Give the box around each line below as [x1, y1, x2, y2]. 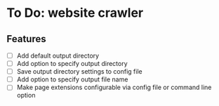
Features [6, 33, 46, 45]
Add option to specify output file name [16, 75, 128, 84]
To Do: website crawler [6, 5, 144, 21]
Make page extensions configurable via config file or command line [16, 83, 212, 92]
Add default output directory [16, 51, 100, 60]
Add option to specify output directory [16, 60, 128, 68]
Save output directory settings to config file [16, 67, 142, 76]
